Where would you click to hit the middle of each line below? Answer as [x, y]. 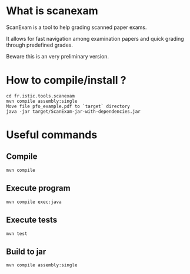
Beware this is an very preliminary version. [58, 56]
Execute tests [32, 220]
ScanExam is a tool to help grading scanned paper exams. [76, 27]
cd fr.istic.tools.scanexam [41, 96]
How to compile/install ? [66, 80]
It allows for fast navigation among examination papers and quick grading [95, 38]
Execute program [38, 188]
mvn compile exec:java [34, 202]
